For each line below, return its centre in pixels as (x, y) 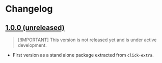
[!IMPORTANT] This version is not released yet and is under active (87, 40)
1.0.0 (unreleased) (35, 28)
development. (32, 45)
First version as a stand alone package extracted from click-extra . (83, 55)
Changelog (29, 9)
